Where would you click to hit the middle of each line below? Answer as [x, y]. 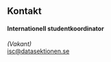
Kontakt [25, 11]
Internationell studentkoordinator [56, 28]
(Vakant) [20, 44]
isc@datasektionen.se [38, 51]
